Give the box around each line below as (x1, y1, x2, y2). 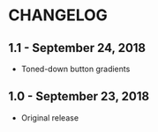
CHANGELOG (8, 5, 108, 26)
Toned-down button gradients (20, 63, 131, 74)
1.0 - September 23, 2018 (8, 89, 150, 104)
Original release (20, 112, 79, 123)
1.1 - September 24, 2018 (8, 40, 147, 55)
